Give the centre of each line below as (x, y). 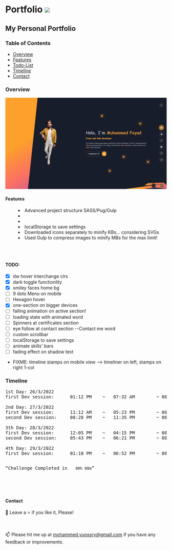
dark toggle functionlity (37, 282)
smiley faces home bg (36, 288)
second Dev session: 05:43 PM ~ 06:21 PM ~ (82, 438)
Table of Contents (28, 43)
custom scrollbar (30, 334)
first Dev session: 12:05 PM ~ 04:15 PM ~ (82, 433)
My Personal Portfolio (40, 29)
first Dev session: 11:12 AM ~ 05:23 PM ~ (82, 412)
